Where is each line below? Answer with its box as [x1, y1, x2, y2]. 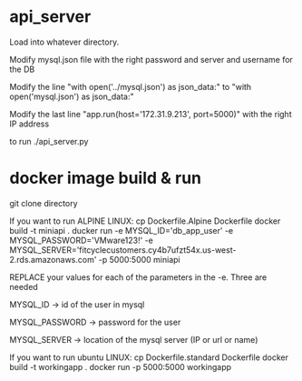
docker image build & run [9, 168, 202, 188]
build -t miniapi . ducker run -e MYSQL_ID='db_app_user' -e [9, 225, 234, 236]
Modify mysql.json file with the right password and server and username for [9, 54, 293, 65]
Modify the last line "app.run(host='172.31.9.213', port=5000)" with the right [9, 108, 292, 119]
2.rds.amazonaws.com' [9, 254, 97, 265]
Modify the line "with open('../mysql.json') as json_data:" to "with [9, 81, 252, 92]
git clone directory [9, 197, 79, 208]
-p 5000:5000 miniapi [98, 254, 180, 265]
